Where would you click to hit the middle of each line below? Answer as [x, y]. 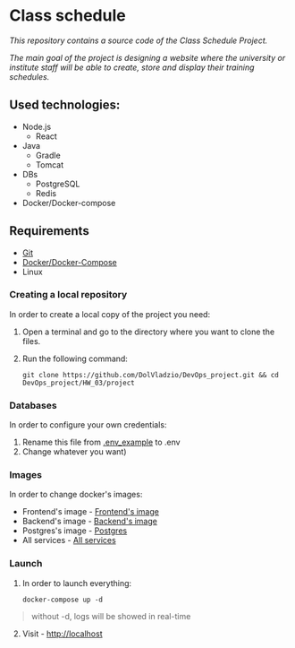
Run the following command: [75, 359]
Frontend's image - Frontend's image [90, 512]
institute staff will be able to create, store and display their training [132, 67]
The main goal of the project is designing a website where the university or [147, 57]
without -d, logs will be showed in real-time [111, 616]
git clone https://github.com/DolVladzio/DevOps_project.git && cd [150, 375]
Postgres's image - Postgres [75, 531]
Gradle [48, 155]
